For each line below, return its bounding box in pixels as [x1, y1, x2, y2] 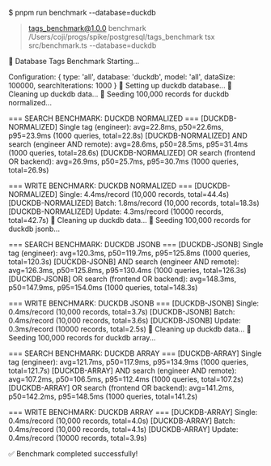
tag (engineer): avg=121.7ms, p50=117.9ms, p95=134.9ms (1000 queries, [8, 357, 249, 366]
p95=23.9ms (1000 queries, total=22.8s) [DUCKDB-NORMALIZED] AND [8, 130, 248, 140]
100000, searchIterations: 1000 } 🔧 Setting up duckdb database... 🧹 [8, 81, 233, 90]
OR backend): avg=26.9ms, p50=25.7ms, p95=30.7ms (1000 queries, [8, 156, 239, 166]
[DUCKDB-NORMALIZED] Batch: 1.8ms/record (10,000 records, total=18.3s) [8, 199, 260, 207]
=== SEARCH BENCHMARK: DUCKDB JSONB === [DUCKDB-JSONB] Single [8, 240, 264, 249]
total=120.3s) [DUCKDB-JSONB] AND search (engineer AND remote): [8, 257, 240, 267]
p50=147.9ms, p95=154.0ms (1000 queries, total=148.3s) [8, 283, 198, 292]
